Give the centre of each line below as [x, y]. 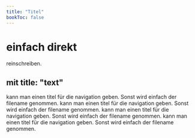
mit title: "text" [35, 82]
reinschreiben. [24, 64]
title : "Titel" [25, 12]
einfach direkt [42, 47]
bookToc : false [25, 17]
